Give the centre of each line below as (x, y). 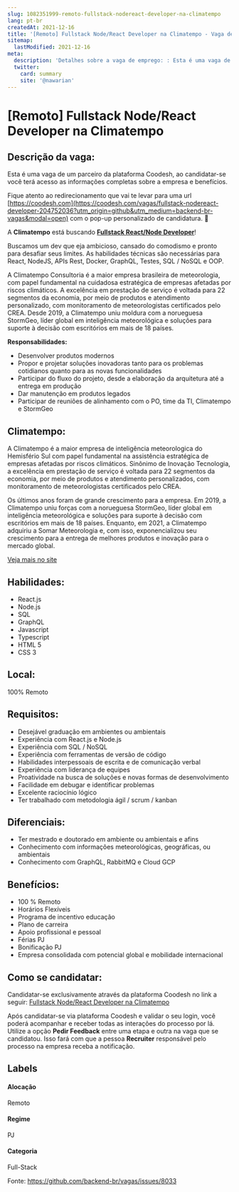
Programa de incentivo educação (67, 917)
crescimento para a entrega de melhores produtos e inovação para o (108, 538)
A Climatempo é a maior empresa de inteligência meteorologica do (105, 449)
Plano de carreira (43, 924)
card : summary (41, 74)
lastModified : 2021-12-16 (52, 47)
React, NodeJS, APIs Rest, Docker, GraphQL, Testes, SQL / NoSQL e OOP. (116, 261)
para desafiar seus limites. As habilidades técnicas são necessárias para (114, 253)
